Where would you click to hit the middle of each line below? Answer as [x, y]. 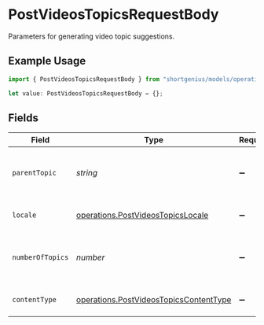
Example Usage [47, 61]
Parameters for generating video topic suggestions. [92, 36]
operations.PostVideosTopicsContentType [154, 300]
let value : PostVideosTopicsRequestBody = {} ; [86, 93]
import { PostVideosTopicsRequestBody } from [84, 79]
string [87, 173]
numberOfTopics [40, 258]
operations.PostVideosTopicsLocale [142, 216]
